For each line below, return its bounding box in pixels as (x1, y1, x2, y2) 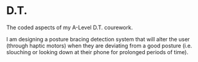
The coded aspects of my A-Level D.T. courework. (6, 24, 133, 31)
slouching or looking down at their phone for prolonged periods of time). (6, 48, 188, 55)
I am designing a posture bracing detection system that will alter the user (6, 35, 190, 43)
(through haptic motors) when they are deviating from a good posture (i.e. (6, 42, 193, 49)
